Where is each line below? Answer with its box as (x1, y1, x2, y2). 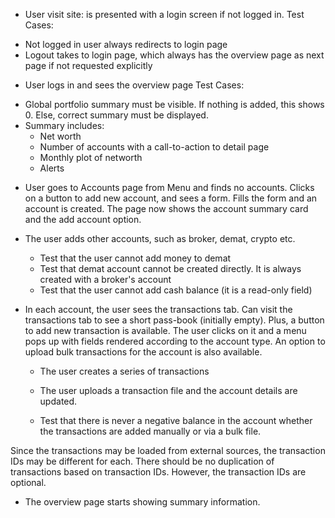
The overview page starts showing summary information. (24, 496, 261, 508)
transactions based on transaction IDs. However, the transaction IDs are (10, 466, 307, 478)
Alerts (39, 162, 65, 174)
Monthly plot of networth (39, 152, 143, 163)
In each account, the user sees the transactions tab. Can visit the (24, 304, 293, 315)
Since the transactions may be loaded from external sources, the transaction (10, 445, 326, 456)
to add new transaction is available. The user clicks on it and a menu (24, 325, 307, 336)
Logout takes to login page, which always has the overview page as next (24, 49, 325, 61)
